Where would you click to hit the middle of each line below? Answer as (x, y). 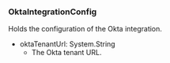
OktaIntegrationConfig (53, 12)
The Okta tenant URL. (66, 53)
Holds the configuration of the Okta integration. (85, 29)
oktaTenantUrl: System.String (68, 44)
